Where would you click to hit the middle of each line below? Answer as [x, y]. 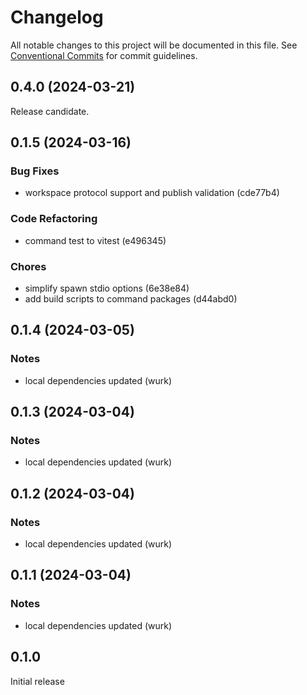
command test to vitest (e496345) [95, 240]
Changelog [57, 17]
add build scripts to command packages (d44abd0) [131, 299]
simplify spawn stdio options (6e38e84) [107, 288]
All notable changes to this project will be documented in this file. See [154, 45]
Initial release [37, 681]
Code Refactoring [54, 219]
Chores [28, 266]
